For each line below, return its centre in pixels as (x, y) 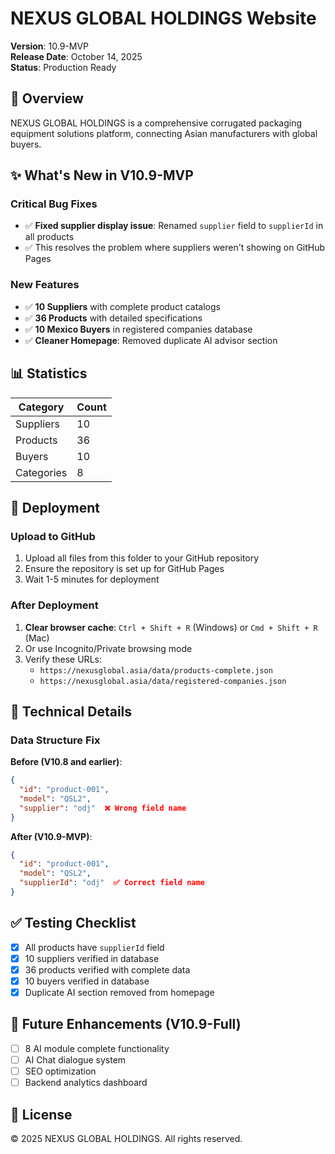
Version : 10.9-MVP (50, 46)
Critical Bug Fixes (54, 204)
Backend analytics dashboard (86, 1083)
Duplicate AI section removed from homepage (119, 993)
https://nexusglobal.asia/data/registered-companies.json (163, 681)
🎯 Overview (47, 98)
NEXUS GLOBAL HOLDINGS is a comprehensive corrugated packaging (156, 123)
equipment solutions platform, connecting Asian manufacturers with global (164, 133)
